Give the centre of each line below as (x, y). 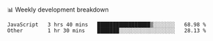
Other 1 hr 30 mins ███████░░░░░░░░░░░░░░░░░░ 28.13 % (107, 31)
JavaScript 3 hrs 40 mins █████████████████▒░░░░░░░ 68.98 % (107, 25)
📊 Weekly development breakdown (58, 10)
